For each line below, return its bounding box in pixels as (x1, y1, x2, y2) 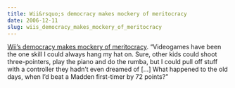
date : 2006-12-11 (7, 17, 58, 24)
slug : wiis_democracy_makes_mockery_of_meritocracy (7, 23, 162, 30)
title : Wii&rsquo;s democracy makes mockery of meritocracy (7, 10, 188, 18)
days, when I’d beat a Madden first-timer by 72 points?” (7, 73, 169, 81)
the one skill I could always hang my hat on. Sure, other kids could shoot (7, 50, 217, 58)
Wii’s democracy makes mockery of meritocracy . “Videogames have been (7, 43, 222, 51)
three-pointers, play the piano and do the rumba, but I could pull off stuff (7, 58, 218, 66)
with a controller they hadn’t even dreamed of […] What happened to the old (7, 65, 229, 74)
